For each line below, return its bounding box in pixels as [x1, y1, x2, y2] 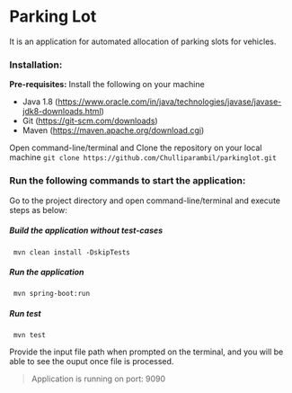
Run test [9, 308, 42, 319]
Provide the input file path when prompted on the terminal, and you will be [9, 346, 284, 357]
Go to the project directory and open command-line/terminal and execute [9, 195, 281, 206]
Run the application [9, 267, 84, 278]
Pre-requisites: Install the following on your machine [9, 79, 205, 90]
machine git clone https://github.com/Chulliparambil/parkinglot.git [9, 152, 277, 163]
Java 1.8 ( [22, 96, 58, 107]
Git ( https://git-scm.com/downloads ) [22, 115, 159, 127]
